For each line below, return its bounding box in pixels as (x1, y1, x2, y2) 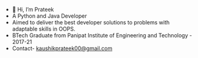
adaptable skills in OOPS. (12, 25, 76, 32)
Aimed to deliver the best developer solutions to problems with (12, 19, 170, 26)
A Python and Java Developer (12, 12, 87, 20)
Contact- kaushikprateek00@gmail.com (12, 45, 113, 52)
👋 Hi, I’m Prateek (12, 6, 54, 13)
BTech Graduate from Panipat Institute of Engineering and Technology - (12, 32, 193, 39)
